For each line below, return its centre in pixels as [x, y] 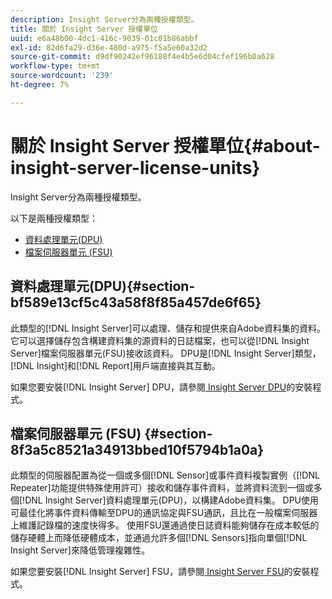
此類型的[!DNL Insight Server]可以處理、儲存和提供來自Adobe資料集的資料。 [168, 328]
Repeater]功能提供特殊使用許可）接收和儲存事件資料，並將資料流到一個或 [162, 488]
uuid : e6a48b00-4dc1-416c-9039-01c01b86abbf [104, 38]
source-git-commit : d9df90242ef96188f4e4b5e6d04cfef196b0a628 [142, 57]
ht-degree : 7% [40, 85]
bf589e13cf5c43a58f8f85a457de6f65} [136, 302]
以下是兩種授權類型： [54, 218]
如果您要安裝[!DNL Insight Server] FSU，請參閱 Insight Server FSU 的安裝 [160, 572]
